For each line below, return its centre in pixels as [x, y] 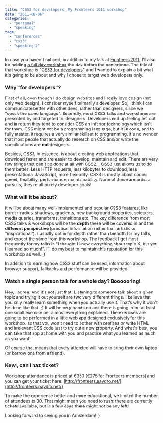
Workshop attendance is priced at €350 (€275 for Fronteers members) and [80, 376]
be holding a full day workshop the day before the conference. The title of [79, 65]
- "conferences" [26, 37]
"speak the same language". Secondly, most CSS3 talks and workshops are [81, 113]
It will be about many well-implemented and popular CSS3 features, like [76, 208]
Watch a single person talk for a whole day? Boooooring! [73, 281]
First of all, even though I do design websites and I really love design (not [78, 98]
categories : [17, 18]
